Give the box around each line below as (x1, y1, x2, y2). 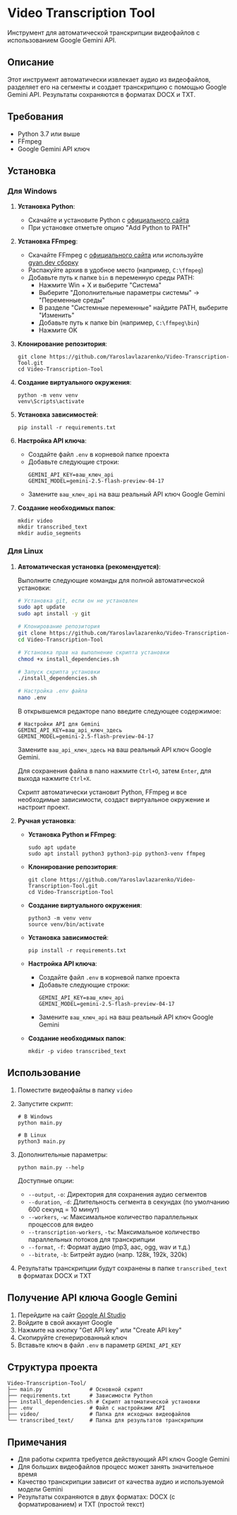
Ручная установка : (17, 817, 76, 825)
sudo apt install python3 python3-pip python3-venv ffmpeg (28, 850, 206, 857)
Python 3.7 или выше (17, 129, 80, 138)
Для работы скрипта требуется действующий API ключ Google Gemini (17, 1455, 230, 1463)
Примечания (7, 1436, 67, 1448)
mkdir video (17, 518, 53, 525)
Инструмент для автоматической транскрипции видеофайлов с (7, 28, 200, 37)
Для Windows (7, 186, 58, 196)
